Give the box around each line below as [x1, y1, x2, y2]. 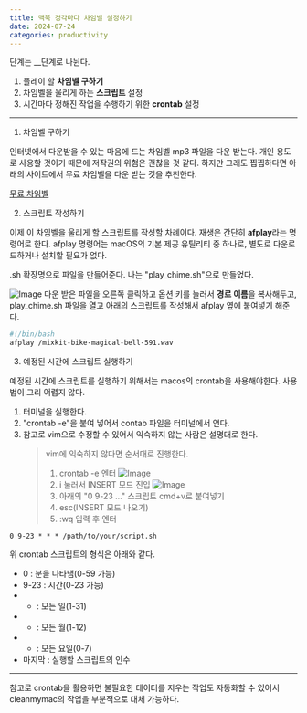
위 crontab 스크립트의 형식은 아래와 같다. [9, 549, 155, 560]
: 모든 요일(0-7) [36, 643, 93, 654]
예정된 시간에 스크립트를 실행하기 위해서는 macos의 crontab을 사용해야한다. [9, 375, 281, 386]
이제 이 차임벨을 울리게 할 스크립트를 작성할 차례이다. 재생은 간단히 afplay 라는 [9, 227, 288, 238]
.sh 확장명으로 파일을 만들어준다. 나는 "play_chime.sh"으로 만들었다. [9, 269, 254, 280]
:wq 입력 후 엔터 [58, 513, 117, 525]
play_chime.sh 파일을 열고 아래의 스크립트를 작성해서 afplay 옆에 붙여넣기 [9, 300, 273, 311]
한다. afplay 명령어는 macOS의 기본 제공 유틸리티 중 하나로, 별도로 [33, 238, 271, 249]
